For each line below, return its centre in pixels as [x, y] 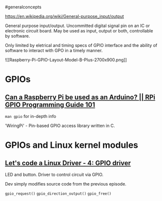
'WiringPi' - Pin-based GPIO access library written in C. [60, 126]
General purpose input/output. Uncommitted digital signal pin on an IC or [77, 26]
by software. [17, 36]
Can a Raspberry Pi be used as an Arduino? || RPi [80, 97]
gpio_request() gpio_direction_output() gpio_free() [58, 194]
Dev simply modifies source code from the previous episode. [66, 184]
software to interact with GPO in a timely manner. [54, 50]
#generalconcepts [23, 7]
